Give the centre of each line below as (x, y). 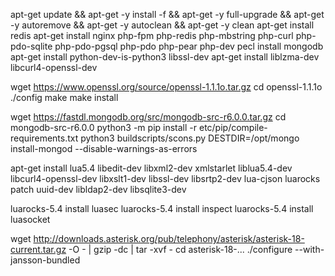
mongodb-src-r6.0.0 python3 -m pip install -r (104, 127)
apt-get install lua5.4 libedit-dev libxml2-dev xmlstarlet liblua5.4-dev (151, 168)
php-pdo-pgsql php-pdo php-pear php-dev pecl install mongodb (189, 46)
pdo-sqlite (31, 46)
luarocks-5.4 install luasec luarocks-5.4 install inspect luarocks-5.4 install (162, 208)
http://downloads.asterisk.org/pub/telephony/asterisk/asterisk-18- (169, 238)
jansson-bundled (45, 260)
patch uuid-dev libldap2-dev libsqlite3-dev (98, 189)
